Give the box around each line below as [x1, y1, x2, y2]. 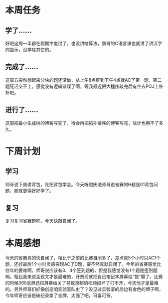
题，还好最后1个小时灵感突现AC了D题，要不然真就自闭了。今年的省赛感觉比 [5, 261, 161, 267]
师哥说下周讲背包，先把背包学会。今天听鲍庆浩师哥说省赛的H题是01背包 [5, 181, 154, 187]
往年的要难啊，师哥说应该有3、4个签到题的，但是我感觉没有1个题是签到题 [5, 267, 158, 273]
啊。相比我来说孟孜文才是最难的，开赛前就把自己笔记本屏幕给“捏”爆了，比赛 [5, 274, 163, 280]
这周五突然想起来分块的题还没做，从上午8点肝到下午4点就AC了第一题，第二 [5, 77, 162, 83]
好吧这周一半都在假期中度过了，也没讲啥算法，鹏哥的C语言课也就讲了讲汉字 [5, 41, 162, 46]
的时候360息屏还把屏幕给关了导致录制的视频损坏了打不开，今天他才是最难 [5, 280, 159, 286]
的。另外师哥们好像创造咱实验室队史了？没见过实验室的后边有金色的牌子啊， [5, 286, 163, 292]
